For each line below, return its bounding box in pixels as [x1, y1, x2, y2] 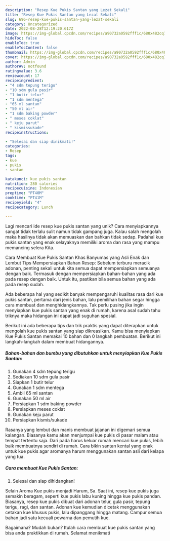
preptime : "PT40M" [5, 190, 44, 196]
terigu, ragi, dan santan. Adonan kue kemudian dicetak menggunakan [5, 504, 150, 510]
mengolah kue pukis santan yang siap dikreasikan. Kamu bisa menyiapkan [5, 328, 160, 334]
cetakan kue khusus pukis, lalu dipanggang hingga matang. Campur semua [5, 509, 162, 515]
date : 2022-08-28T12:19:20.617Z [5, 26, 73, 31]
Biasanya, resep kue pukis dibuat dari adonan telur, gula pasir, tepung [5, 498, 151, 505]
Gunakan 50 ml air [12, 395, 51, 401]
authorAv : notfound [5, 64, 47, 69]
